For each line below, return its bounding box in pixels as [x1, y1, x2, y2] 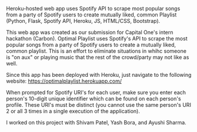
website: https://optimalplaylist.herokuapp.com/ [6, 77, 122, 84]
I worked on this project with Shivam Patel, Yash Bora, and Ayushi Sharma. [6, 119, 186, 126]
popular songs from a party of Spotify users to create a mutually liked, [6, 41, 176, 48]
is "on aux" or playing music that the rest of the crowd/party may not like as [6, 54, 189, 60]
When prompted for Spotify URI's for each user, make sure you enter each [6, 89, 186, 96]
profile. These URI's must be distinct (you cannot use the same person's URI [6, 101, 191, 108]
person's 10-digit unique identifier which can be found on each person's [6, 95, 181, 102]
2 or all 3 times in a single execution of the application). [6, 108, 140, 114]
